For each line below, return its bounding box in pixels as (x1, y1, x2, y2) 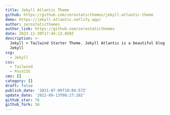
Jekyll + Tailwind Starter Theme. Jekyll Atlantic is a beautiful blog (10, 41, 165, 46)
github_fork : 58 (5, 102, 40, 107)
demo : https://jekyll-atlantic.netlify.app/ (5, 17, 101, 22)
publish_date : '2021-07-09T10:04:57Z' (5, 88, 88, 93)
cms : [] (5, 74, 22, 79)
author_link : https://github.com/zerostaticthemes (5, 26, 115, 32)
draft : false (5, 83, 33, 88)
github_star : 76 (5, 97, 40, 102)
